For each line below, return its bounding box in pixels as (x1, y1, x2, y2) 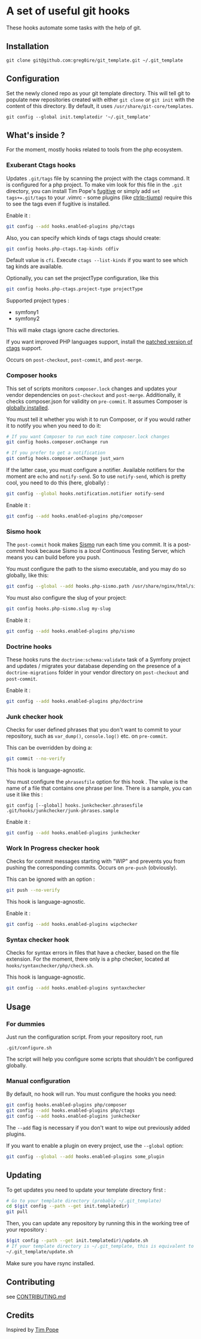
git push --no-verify (6, 887, 60, 893)
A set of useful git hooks (6, 4, 130, 18)
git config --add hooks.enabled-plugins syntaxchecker (6, 985, 146, 991)
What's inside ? (6, 130, 66, 140)
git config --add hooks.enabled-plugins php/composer (6, 513, 144, 519)
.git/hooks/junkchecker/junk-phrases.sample (6, 808, 119, 814)
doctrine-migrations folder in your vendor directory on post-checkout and (6, 669, 189, 676)
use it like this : (6, 791, 43, 798)
